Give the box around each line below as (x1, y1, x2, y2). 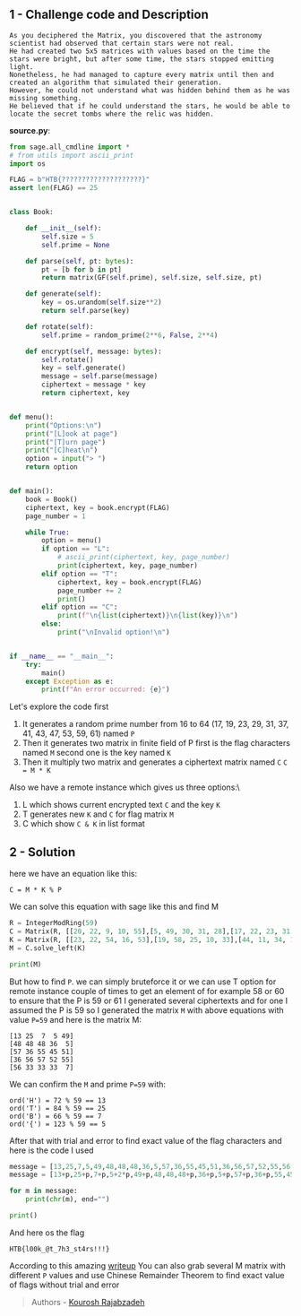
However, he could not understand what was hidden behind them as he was (9, 85, 291, 95)
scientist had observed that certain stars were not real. (9, 39, 235, 48)
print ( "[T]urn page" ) (25, 437, 106, 446)
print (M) (9, 959, 42, 969)
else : (41, 619, 63, 628)
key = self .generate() (41, 363, 126, 373)
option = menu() (41, 536, 102, 545)
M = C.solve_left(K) (9, 943, 87, 953)
